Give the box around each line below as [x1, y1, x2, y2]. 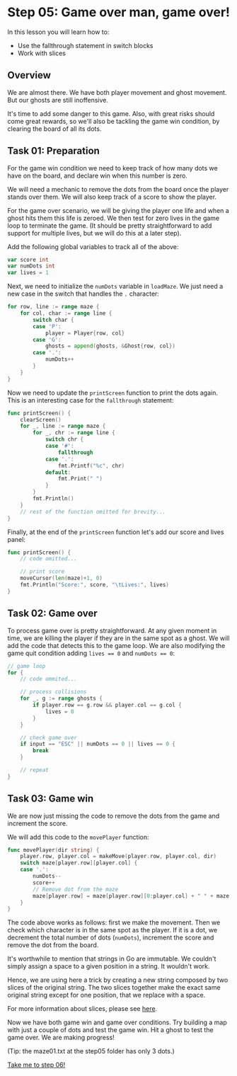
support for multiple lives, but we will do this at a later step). [7, 228, 182, 237]
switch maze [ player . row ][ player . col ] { [20, 860, 138, 867]
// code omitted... [20, 555, 78, 562]
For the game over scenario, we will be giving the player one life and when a [7, 206, 230, 214]
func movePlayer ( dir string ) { [7, 846, 100, 853]
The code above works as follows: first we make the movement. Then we [7, 918, 221, 927]
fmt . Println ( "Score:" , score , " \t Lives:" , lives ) [20, 582, 170, 589]
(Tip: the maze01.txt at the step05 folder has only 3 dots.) [7, 1047, 175, 1055]
